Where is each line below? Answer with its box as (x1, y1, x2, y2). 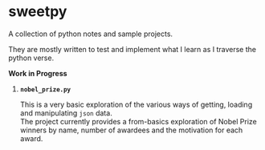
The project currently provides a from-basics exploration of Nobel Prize (19, 116, 257, 126)
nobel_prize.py (19, 85, 71, 94)
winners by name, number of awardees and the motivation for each (19, 125, 243, 135)
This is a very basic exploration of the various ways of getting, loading (19, 99, 253, 109)
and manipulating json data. (19, 107, 112, 118)
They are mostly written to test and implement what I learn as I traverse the (8, 44, 257, 54)
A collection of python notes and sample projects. (8, 29, 173, 39)
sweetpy (8, 2, 67, 21)
